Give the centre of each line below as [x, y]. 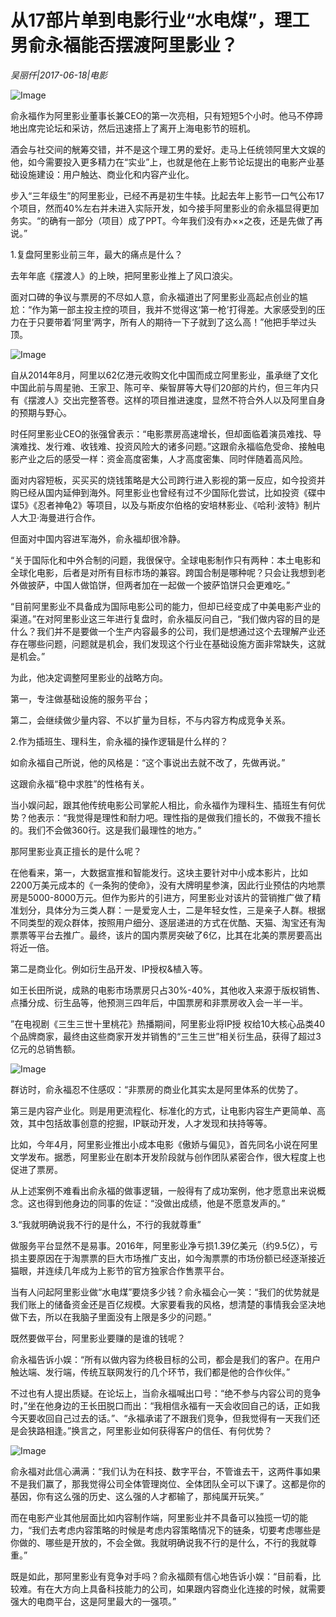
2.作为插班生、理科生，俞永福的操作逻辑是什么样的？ [119, 741]
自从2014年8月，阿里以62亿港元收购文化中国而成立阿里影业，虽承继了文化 [164, 375]
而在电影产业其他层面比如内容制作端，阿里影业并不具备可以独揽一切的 [155, 1517]
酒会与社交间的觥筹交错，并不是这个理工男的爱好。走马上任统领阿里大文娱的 [168, 149]
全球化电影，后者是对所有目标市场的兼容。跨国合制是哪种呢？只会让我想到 [163, 572]
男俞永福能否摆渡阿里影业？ [124, 45]
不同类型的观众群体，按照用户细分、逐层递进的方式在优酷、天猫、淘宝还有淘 [168, 922]
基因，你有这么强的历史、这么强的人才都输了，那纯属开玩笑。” [137, 1496]
